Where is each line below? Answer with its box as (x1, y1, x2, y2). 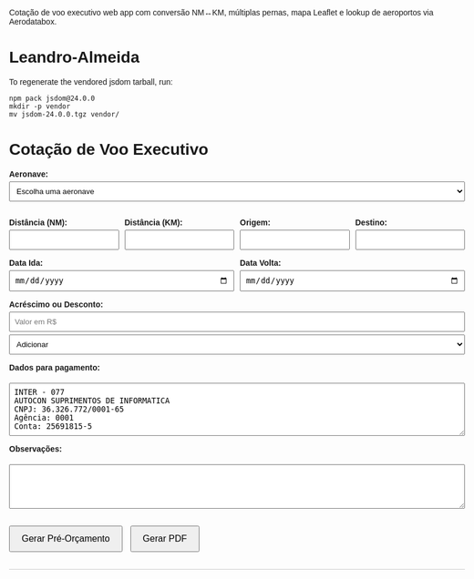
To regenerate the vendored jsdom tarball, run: (9, 76, 173, 86)
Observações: (9, 444, 63, 454)
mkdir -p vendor (9, 101, 71, 111)
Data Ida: (9, 258, 44, 268)
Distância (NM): (9, 217, 67, 228)
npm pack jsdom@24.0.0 (9, 94, 96, 103)
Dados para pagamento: (9, 362, 100, 373)
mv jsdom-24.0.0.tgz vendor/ (9, 109, 120, 118)
